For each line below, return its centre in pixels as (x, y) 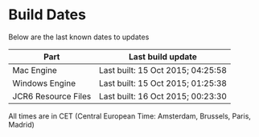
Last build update (162, 56)
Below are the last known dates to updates (79, 37)
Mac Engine (35, 70)
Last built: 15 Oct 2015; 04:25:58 (163, 70)
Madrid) (21, 124)
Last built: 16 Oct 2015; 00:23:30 (163, 96)
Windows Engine (44, 83)
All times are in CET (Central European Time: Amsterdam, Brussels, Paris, (130, 116)
